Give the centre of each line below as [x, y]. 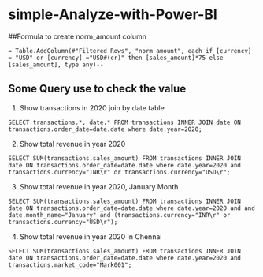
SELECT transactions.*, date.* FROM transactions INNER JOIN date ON [125, 122]
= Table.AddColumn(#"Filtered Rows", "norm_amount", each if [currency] [130, 51]
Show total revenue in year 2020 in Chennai [91, 236]
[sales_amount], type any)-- [56, 65]
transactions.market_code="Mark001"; [70, 265]
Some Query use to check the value [97, 89]
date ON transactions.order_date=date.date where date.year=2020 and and [132, 208]
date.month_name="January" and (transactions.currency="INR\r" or [119, 215]
